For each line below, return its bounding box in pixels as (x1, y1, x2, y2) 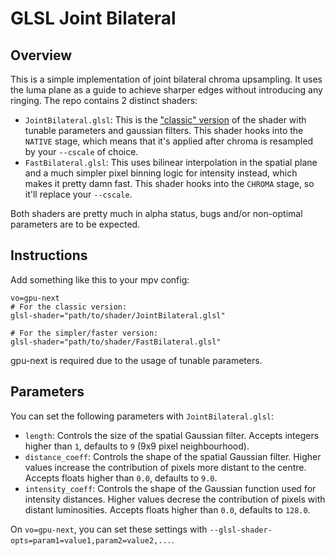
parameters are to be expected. (10, 218, 141, 230)
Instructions (10, 247, 88, 264)
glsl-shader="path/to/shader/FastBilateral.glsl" (10, 337, 222, 347)
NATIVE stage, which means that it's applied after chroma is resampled (24, 135, 314, 147)
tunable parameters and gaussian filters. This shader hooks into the (24, 125, 304, 136)
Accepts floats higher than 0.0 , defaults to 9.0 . (24, 472, 218, 484)
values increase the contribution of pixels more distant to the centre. (24, 461, 307, 473)
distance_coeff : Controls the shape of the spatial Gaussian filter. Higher (24, 450, 322, 462)
